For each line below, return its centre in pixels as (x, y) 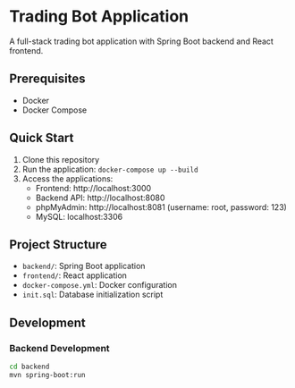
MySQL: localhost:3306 (79, 216)
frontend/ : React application (75, 275)
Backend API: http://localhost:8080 (100, 198)
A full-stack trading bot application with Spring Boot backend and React (142, 41)
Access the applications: (67, 178)
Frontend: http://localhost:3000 (93, 188)
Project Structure (58, 245)
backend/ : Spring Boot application (84, 266)
